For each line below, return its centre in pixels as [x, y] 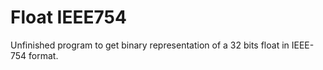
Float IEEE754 [68, 17]
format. [43, 55]
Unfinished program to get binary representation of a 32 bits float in [150, 45]
